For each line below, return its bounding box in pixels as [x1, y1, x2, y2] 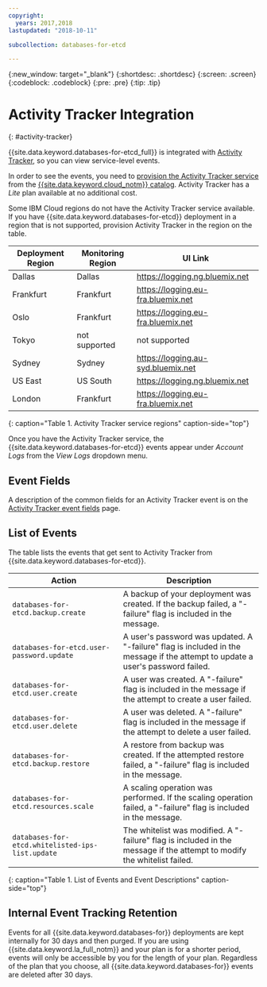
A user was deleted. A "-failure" [122, 706, 243, 718]
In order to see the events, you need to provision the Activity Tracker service [8, 172, 259, 181]
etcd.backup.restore [12, 759, 90, 768]
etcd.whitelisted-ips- [12, 840, 98, 850]
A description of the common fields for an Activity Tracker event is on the [8, 495, 249, 505]
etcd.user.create [12, 688, 78, 698]
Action [51, 575, 77, 586]
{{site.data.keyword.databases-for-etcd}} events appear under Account [8, 443, 244, 452]
